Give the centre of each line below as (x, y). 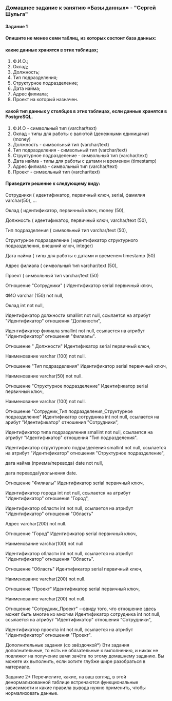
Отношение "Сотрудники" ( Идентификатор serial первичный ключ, (79, 285)
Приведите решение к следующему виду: (53, 183)
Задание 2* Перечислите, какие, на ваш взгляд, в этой (66, 676)
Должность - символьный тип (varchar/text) (61, 144)
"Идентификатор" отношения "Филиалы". (51, 336)
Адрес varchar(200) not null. (36, 523)
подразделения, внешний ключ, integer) (49, 245)
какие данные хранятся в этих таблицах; (52, 50)
